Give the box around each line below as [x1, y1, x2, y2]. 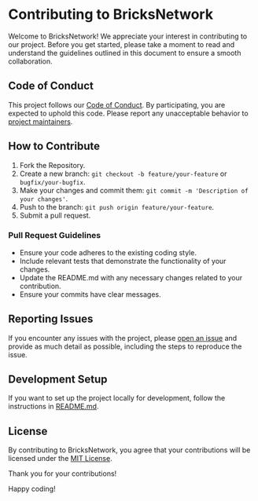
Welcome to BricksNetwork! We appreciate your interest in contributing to [8, 31, 248, 41]
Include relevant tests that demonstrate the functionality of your [19, 256, 227, 265]
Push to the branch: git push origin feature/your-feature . [19, 202, 215, 211]
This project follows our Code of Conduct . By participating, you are [8, 100, 226, 109]
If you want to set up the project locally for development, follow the [8, 393, 226, 403]
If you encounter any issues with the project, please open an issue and [8, 333, 238, 342]
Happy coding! [8, 485, 57, 494]
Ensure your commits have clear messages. [19, 289, 161, 299]
